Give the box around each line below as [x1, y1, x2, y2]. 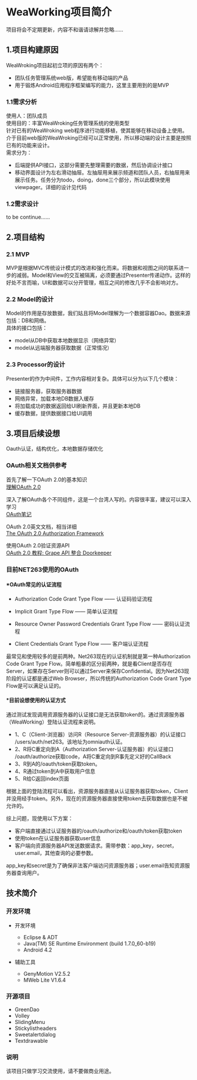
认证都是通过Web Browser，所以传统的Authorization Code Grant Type [21, 675, 191, 682]
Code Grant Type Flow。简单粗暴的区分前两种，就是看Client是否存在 [6, 660, 172, 667]
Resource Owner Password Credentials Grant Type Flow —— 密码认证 [14, 620, 185, 627]
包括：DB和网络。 [6, 317, 50, 324]
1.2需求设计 [6, 200, 39, 208]
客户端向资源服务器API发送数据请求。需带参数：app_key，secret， [14, 842, 178, 849]
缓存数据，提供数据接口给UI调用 [14, 409, 92, 417]
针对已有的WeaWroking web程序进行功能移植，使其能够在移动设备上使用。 [6, 127, 188, 134]
